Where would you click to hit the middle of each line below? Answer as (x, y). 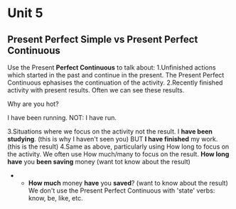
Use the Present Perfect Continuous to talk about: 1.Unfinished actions (112, 68)
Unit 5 (25, 13)
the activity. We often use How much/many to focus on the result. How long (118, 154)
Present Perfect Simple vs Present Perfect (103, 39)
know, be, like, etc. (55, 198)
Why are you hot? (33, 104)
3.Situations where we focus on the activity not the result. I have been (110, 132)
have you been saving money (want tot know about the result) (99, 162)
